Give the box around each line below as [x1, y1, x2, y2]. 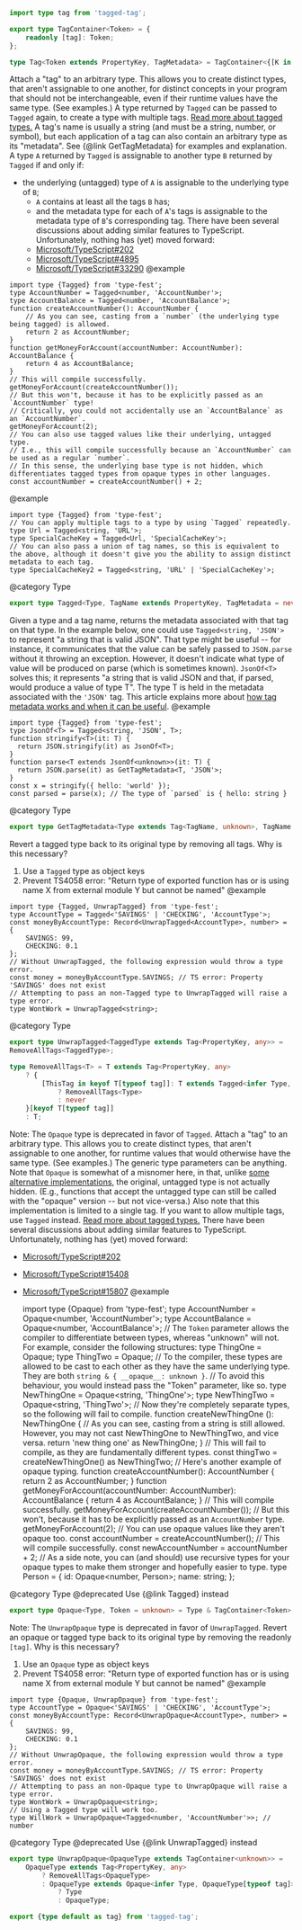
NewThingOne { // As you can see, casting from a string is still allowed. [22, 1418, 286, 1429]
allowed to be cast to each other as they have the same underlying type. [22, 1361, 290, 1372]
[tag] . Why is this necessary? [9, 1641, 120, 1652]
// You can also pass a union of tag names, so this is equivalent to [9, 542, 280, 551]
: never [57, 1095, 87, 1105]
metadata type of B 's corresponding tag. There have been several [35, 216, 280, 227]
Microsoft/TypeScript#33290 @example [35, 264, 186, 274]
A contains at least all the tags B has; [35, 196, 171, 207]
